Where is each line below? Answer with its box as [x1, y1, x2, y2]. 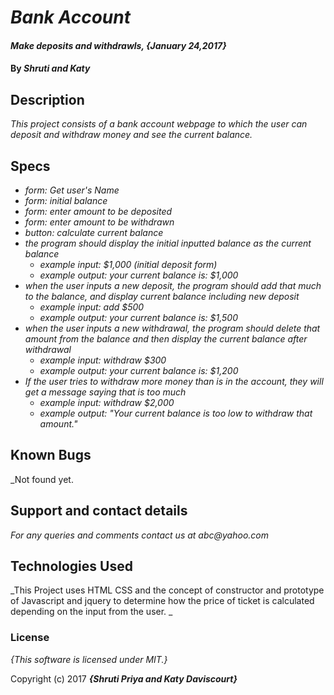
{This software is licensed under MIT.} [10, 653, 168, 665]
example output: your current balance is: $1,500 [39, 312, 239, 323]
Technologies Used [10, 558, 133, 575]
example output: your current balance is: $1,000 [39, 269, 239, 281]
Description [10, 91, 85, 108]
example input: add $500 [39, 301, 145, 313]
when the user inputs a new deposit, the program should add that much [24, 280, 322, 291]
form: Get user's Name [24, 184, 120, 196]
